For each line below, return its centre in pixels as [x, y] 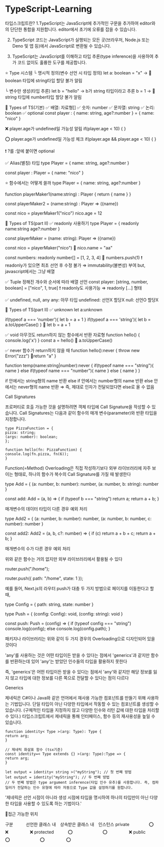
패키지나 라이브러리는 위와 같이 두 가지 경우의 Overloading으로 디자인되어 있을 [80, 639]
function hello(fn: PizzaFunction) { [44, 449]
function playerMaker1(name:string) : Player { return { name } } [68, 194]
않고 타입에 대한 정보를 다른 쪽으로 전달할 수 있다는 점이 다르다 [69, 678]
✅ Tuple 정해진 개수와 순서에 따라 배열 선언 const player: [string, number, [77, 282]
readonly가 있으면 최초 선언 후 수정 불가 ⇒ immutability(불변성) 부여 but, [75, 265]
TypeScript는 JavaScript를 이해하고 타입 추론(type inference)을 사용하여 [83, 56]
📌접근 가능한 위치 [22, 814]
